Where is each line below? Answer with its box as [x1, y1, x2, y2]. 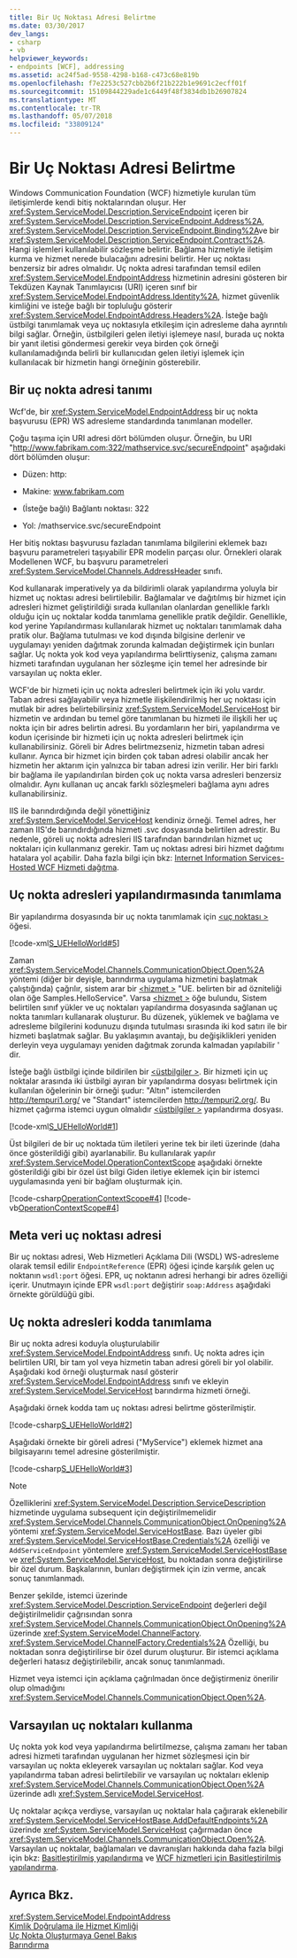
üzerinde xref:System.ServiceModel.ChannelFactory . [9, 1628, 202, 1639]
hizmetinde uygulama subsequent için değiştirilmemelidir [9, 1507, 217, 1518]
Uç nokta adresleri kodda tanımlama [9, 1315, 212, 1330]
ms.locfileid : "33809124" [9, 120, 104, 129]
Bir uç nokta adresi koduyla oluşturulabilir [9, 1339, 160, 1349]
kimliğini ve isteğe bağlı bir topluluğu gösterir [9, 300, 173, 311]
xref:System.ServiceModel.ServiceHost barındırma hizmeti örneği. [9, 1386, 251, 1396]
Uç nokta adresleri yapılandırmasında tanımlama [9, 888, 282, 903]
